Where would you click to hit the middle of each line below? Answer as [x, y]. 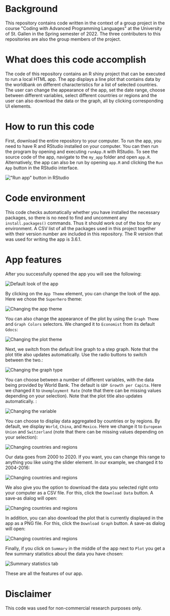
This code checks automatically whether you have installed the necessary [82, 212]
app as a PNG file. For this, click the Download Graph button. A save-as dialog [85, 523]
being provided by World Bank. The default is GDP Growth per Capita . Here [83, 385]
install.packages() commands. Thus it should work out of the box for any [83, 223]
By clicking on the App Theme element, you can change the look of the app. [83, 293]
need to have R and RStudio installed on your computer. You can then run [82, 146]
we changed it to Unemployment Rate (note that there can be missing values [83, 390]
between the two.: [24, 360]
